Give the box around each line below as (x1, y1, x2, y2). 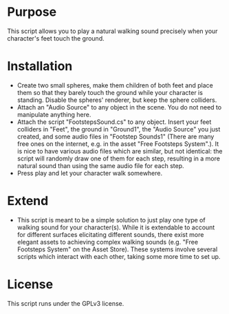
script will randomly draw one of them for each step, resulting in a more (17, 154, 220, 163)
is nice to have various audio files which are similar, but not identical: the (17, 147, 223, 155)
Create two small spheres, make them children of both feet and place (17, 81, 213, 90)
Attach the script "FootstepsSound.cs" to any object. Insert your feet (17, 118, 212, 126)
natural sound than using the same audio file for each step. (17, 161, 184, 169)
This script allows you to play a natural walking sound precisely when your (7, 27, 218, 35)
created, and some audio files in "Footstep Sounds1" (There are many (17, 132, 215, 140)
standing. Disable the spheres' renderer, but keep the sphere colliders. (17, 96, 217, 104)
